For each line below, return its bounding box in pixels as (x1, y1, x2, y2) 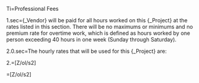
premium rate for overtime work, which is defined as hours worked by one (6, 29, 191, 37)
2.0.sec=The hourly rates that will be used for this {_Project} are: (6, 48, 167, 55)
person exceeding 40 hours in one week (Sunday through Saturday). (6, 36, 177, 43)
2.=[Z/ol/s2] (6, 60, 36, 66)
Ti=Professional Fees (6, 5, 59, 12)
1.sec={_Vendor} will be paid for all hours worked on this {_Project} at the (6, 17, 188, 23)
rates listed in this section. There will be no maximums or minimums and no (6, 23, 193, 30)
